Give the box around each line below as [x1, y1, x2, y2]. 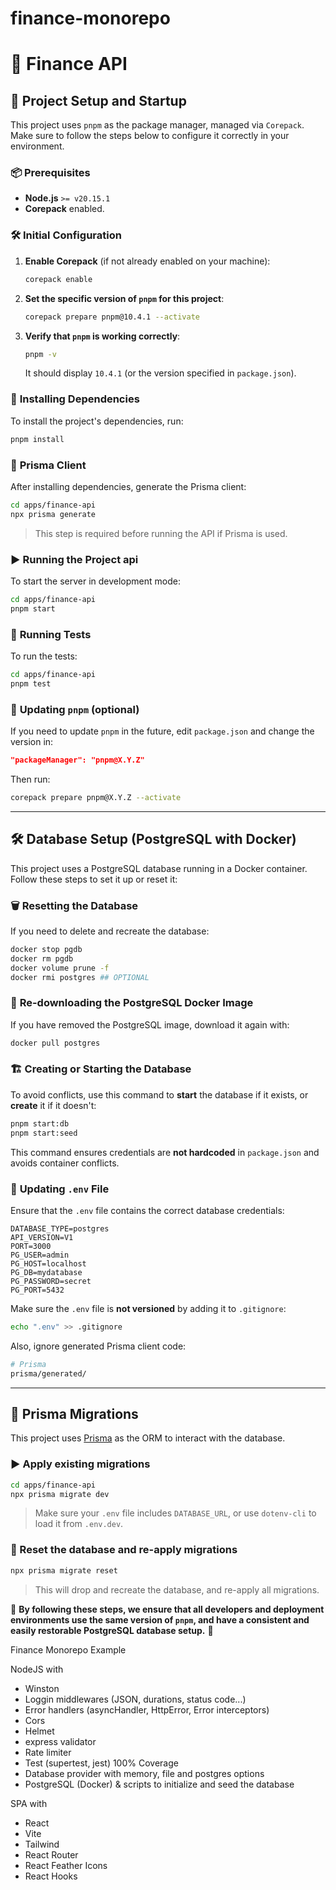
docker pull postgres [10, 1038, 101, 1048]
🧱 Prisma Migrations [10, 1405, 139, 1422]
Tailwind [24, 1838, 60, 1850]
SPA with [10, 1797, 48, 1809]
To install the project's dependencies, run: [10, 415, 184, 427]
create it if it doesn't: [10, 1099, 97, 1111]
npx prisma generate [10, 509, 97, 519]
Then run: [10, 773, 51, 785]
